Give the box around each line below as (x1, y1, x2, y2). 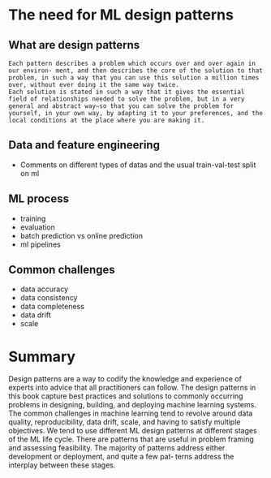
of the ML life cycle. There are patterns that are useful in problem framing (8, 434, 254, 444)
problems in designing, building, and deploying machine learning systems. (8, 400, 257, 410)
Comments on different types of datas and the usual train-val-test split (19, 160, 256, 170)
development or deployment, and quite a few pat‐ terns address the (8, 452, 234, 462)
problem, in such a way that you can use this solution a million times (8, 74, 260, 82)
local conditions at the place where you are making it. (8, 116, 205, 124)
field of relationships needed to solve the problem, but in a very (8, 95, 245, 103)
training (19, 213, 46, 223)
